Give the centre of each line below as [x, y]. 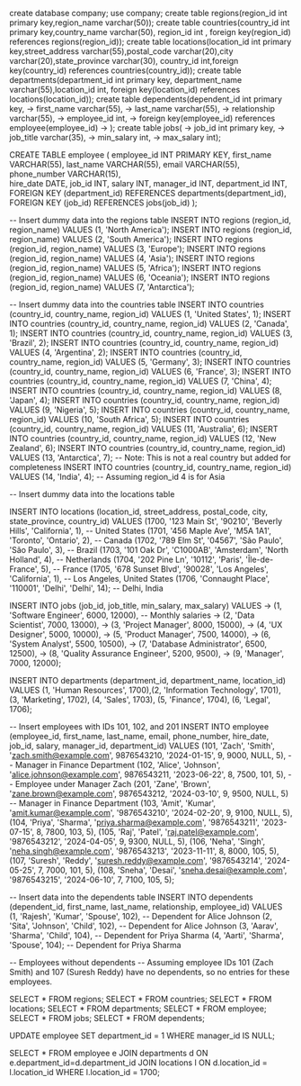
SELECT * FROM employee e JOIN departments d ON [109, 1053]
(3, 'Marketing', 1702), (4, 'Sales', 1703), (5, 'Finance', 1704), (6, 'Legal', [140, 700]
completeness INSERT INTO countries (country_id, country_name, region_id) [150, 467]
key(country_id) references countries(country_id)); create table [125, 70]
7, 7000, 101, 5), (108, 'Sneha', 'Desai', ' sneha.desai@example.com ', [162, 870]
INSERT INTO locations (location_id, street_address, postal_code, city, [138, 511]
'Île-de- [260, 559]
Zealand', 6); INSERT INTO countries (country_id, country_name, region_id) [147, 448]
